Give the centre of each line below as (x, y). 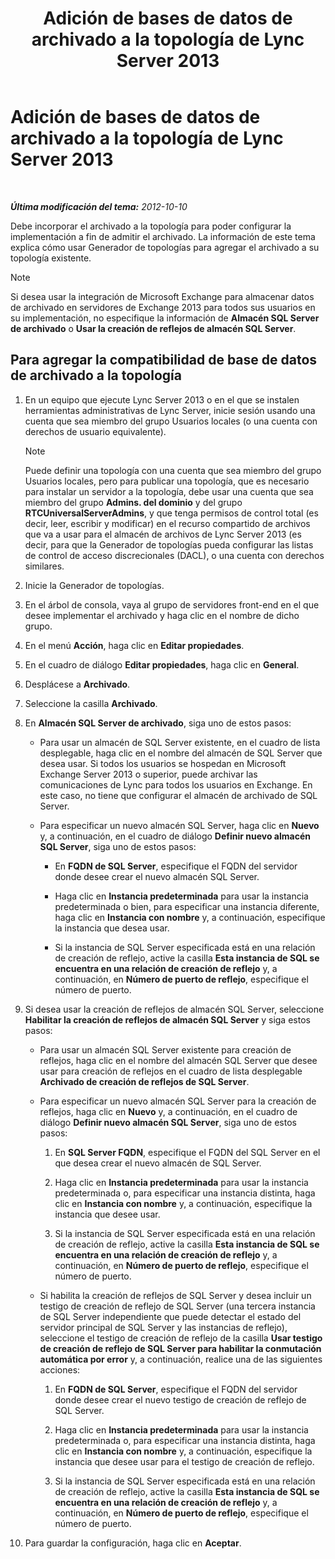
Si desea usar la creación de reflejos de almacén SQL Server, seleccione (174, 1009)
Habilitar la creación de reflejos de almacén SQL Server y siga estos (167, 1019)
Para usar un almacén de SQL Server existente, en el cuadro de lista (180, 742)
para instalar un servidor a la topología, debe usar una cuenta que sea (169, 491)
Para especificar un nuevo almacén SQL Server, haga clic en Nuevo (179, 825)
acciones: (60, 1369)
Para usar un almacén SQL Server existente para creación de (165, 1049)
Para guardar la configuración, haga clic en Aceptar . (133, 1543)
